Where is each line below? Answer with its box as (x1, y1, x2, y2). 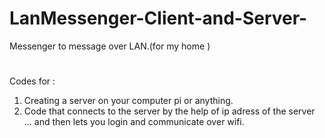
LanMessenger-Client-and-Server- (9, 7, 308, 30)
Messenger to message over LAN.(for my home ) (9, 40, 211, 52)
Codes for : (9, 75, 56, 87)
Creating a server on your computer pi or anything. (23, 95, 234, 107)
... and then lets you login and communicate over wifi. (23, 116, 245, 128)
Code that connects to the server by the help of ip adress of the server (23, 105, 316, 117)
